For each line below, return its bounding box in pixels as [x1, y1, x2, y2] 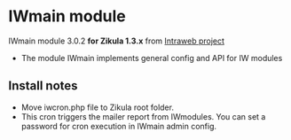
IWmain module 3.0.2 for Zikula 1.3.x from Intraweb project [8, 35, 225, 46]
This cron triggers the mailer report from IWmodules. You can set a [20, 111, 266, 121]
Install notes [8, 78, 78, 94]
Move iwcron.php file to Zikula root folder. [20, 102, 175, 113]
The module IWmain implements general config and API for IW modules [20, 52, 283, 63]
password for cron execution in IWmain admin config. [20, 121, 217, 131]
